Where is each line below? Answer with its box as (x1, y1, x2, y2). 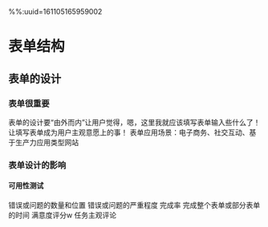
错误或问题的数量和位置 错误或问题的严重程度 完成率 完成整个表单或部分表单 (8, 201, 261, 209)
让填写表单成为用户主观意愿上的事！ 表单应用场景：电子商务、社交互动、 (8, 128, 250, 137)
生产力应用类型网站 (14, 137, 79, 147)
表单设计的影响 (8, 160, 67, 171)
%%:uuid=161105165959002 (8, 7, 103, 16)
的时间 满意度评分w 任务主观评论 (8, 210, 117, 220)
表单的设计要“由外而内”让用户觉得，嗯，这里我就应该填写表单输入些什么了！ (8, 117, 261, 127)
